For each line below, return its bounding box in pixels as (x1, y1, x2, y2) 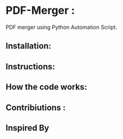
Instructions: (5, 61, 55, 72)
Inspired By (5, 123, 49, 133)
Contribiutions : (5, 102, 66, 113)
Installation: (5, 41, 52, 51)
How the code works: (5, 82, 87, 92)
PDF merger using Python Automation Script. (5, 23, 118, 31)
